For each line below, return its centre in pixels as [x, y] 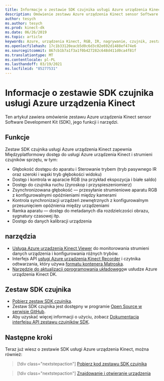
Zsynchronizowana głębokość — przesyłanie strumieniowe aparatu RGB [84, 190]
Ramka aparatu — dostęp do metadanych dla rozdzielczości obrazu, [81, 210]
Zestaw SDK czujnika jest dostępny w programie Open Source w [77, 307]
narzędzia [21, 236]
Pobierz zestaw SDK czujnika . [42, 301]
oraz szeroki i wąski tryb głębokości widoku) [57, 174]
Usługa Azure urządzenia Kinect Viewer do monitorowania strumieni [81, 248]
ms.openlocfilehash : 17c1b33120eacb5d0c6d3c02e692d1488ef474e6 [71, 46]
